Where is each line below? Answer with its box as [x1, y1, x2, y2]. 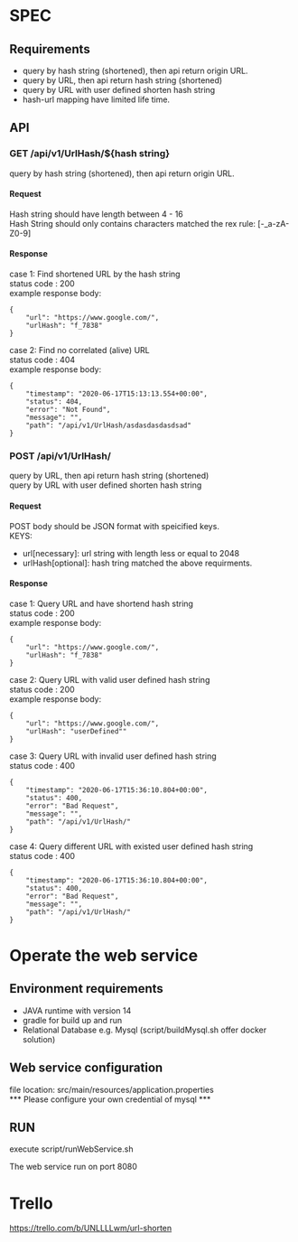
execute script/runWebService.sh [9, 1144, 134, 1154]
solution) [22, 1033, 56, 1044]
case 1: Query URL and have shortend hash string [9, 598, 194, 609]
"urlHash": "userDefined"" [25, 726, 127, 736]
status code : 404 [9, 354, 76, 366]
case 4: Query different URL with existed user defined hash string [9, 841, 254, 852]
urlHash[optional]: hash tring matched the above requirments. [22, 557, 253, 568]
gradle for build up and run [22, 1014, 123, 1025]
